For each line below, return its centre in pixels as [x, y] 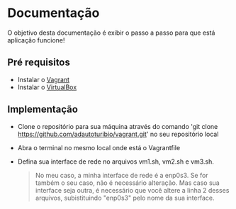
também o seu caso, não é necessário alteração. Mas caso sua [127, 183]
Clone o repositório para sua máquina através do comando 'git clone [118, 126]
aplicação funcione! [36, 40]
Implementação [43, 109]
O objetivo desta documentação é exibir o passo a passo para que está [111, 33]
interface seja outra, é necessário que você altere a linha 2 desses [132, 190]
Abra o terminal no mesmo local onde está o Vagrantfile [99, 147]
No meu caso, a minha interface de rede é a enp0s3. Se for [122, 175]
